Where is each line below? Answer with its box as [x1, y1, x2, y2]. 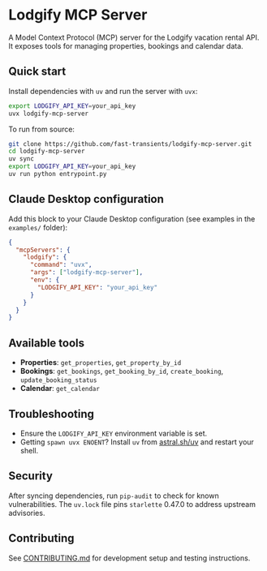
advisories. [8, 508, 45, 517]
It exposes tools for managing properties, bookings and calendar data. [8, 41, 243, 50]
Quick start [8, 65, 67, 79]
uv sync [8, 155, 35, 163]
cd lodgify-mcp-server [8, 148, 85, 156]
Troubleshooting [8, 407, 95, 421]
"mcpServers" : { [15, 246, 71, 254]
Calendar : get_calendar [19, 384, 100, 393]
